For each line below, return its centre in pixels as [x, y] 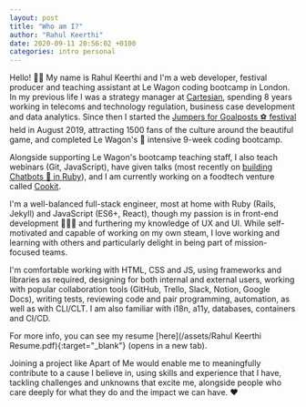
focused [25, 252]
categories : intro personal [63, 52]
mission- [251, 243]
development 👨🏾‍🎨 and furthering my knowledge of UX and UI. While [138, 223]
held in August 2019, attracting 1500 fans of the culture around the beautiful [152, 130]
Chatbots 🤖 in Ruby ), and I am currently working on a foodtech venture [142, 177]
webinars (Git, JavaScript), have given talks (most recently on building [141, 167]
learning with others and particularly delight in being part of [121, 243]
